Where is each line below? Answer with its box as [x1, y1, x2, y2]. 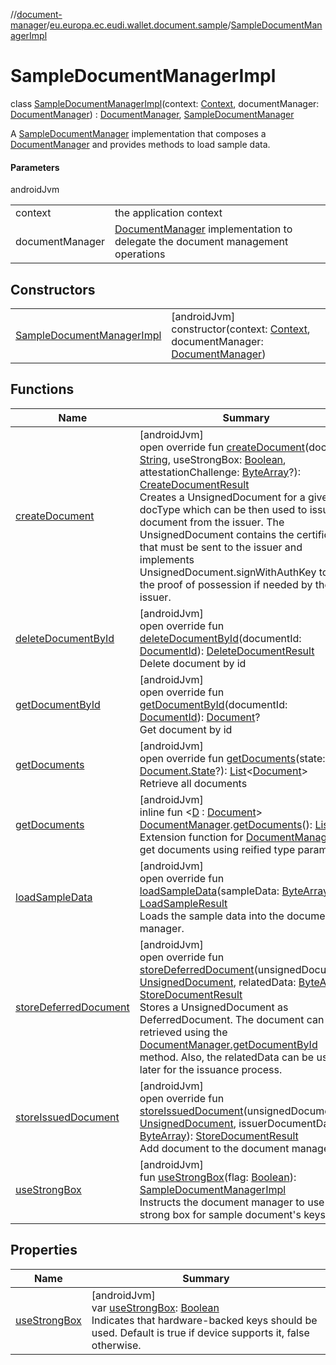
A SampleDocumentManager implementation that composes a [10, 127, 267, 139]
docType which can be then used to [139, 502, 308, 516]
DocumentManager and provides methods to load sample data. [10, 138, 271, 150]
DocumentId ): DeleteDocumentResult [139, 644, 315, 658]
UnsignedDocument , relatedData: [139, 975, 297, 989]
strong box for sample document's [139, 1207, 302, 1221]
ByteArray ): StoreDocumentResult [139, 1129, 299, 1143]
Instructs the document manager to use [139, 1195, 325, 1209]
